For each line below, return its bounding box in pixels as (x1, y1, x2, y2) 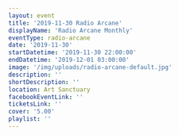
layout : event (8, 11, 56, 20)
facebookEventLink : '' (8, 93, 84, 101)
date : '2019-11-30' (8, 41, 73, 49)
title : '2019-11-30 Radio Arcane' (8, 19, 123, 27)
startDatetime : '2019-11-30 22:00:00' (8, 48, 137, 56)
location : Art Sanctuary (8, 85, 91, 94)
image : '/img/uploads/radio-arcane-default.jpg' (8, 64, 173, 71)
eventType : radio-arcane (8, 33, 91, 42)
